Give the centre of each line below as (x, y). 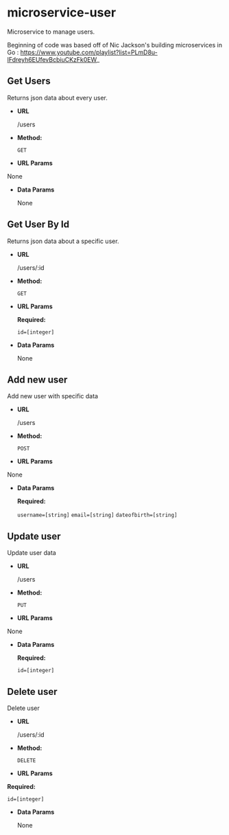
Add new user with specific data (52, 396)
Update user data (32, 553)
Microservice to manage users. (51, 32)
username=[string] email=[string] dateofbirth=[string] (97, 515)
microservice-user (62, 13)
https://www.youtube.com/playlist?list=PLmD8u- (89, 52)
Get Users (29, 81)
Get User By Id (38, 225)
